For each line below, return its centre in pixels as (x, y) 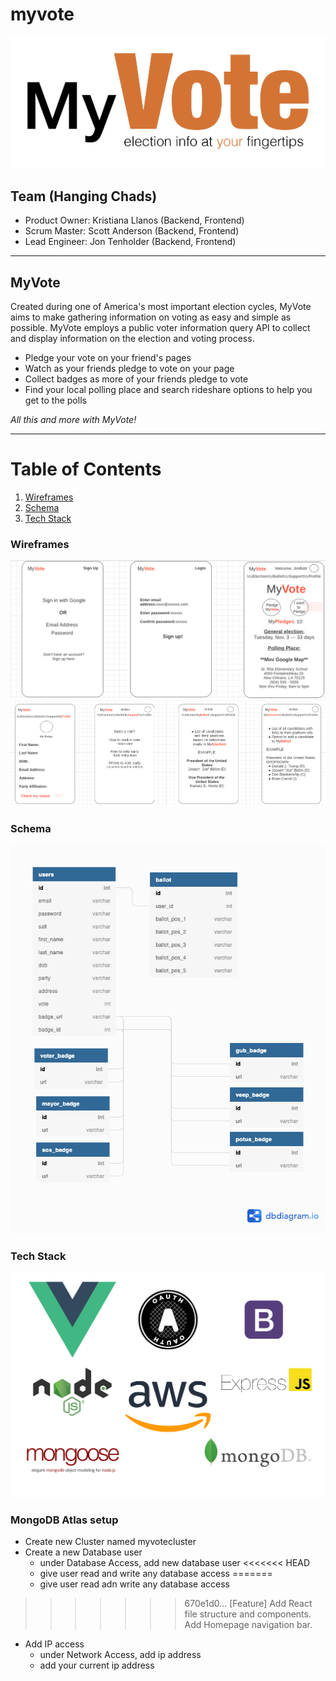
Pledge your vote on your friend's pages (108, 357)
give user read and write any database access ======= (156, 1574)
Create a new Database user (83, 1552)
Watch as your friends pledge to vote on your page (129, 368)
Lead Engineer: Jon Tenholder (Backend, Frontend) (130, 242)
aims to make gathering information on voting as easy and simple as (151, 317)
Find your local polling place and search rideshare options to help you (168, 389)
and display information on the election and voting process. (132, 338)
